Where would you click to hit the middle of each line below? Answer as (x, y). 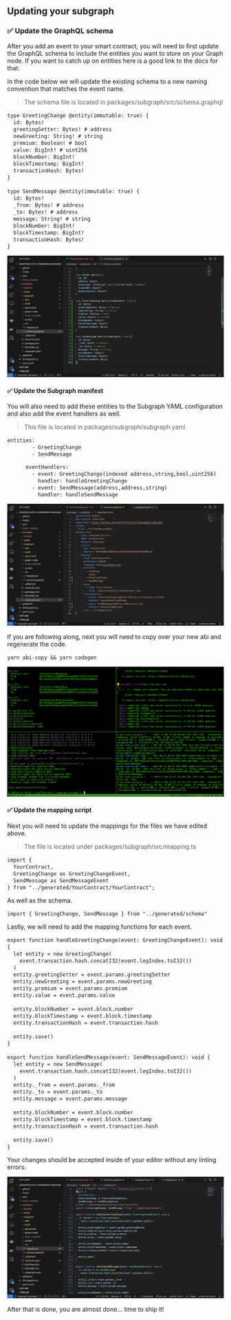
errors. (16, 1167)
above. (17, 833)
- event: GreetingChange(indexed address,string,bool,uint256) (124, 474)
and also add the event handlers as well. (64, 414)
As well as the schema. (40, 900)
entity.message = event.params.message (70, 1099)
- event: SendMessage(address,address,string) (100, 488)
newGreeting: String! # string (58, 136)
